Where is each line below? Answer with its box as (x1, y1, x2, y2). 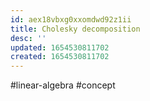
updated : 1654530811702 (10, 42, 110, 53)
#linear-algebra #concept (10, 79, 116, 91)
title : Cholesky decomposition (10, 24, 141, 34)
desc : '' (10, 33, 47, 43)
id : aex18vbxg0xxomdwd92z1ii (10, 14, 132, 25)
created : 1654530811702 (10, 52, 110, 62)
